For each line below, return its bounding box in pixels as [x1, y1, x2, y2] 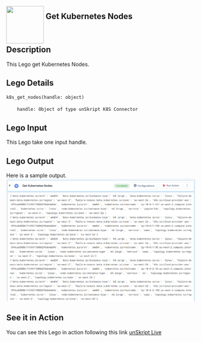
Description [6, 45, 51, 55]
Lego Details [6, 78, 54, 88]
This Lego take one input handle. [6, 138, 88, 146]
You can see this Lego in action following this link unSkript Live [6, 328, 162, 335]
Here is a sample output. [6, 172, 67, 179]
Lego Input [6, 123, 47, 133]
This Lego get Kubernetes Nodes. [6, 60, 90, 68]
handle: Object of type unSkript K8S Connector [17, 107, 138, 113]
